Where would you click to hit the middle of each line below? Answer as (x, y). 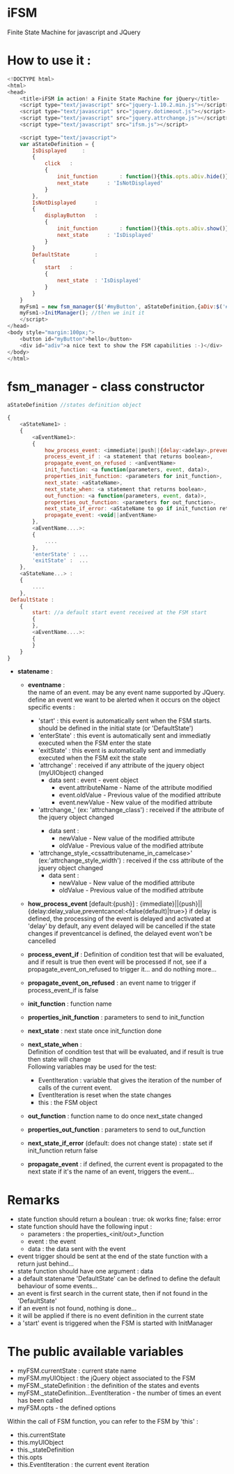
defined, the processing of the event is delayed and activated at (119, 919)
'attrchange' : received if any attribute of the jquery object (121, 765)
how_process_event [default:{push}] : (83, 904)
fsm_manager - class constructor (106, 386)
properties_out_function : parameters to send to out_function (116, 1129)
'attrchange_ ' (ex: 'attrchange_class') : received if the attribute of (131, 810)
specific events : (51, 707)
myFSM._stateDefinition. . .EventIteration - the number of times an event (119, 1393)
